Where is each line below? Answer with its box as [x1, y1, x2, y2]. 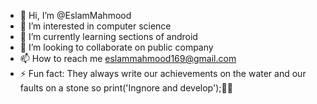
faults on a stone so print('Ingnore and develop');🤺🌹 [19, 82, 233, 94]
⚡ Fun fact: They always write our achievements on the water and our [19, 68, 307, 79]
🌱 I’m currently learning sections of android [19, 31, 198, 42]
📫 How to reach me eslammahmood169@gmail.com [19, 53, 237, 64]
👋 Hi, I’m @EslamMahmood [19, 10, 132, 21]
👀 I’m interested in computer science [19, 20, 172, 32]
